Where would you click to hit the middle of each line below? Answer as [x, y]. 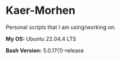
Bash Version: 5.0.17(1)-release [45, 50]
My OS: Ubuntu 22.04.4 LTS [41, 39]
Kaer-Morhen [41, 11]
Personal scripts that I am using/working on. [61, 27]
